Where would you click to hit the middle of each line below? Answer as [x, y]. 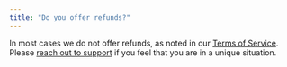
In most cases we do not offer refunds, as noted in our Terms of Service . [144, 43]
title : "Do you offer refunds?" [70, 17]
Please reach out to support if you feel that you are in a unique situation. [143, 52]
